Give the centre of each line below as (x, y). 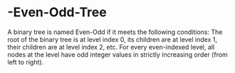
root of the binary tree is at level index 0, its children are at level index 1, (112, 39)
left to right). (26, 62)
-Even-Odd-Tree (57, 12)
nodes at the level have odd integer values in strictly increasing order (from (117, 55)
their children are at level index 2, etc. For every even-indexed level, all (111, 47)
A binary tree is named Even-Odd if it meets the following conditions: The (115, 32)
